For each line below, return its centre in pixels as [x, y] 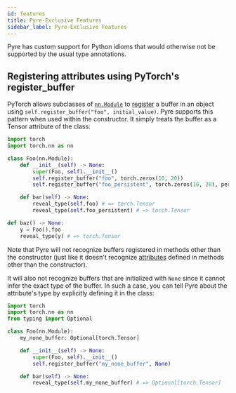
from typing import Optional [50, 319]
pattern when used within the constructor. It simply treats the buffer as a [112, 119]
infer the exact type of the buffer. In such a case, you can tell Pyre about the [117, 286]
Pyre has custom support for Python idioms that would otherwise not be [111, 47]
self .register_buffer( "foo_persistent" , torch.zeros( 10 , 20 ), [125, 185]
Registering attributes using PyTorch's [93, 76]
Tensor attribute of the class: [49, 126]
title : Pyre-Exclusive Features [54, 20]
